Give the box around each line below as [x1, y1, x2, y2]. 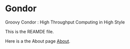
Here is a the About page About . [5, 38, 70, 44]
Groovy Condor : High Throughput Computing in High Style [5, 19, 125, 25]
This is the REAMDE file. [5, 28, 54, 34]
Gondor [5, 3, 37, 14]
